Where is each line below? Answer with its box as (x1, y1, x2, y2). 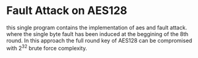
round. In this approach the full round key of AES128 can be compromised (6, 37, 193, 44)
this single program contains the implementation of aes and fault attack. (6, 24, 188, 31)
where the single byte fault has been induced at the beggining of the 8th (6, 30, 189, 37)
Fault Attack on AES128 (6, 4, 128, 18)
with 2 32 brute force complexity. (6, 43, 87, 52)
